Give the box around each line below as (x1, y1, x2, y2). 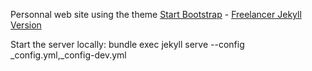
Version (10, 19, 42, 31)
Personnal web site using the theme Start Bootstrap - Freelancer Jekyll (10, 9, 302, 20)
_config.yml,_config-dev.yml (10, 49, 127, 61)
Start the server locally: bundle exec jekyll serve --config (10, 39, 245, 50)
